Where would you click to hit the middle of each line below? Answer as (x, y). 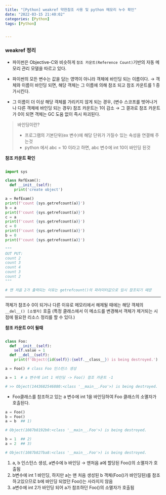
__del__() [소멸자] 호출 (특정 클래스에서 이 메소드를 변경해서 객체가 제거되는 (79, 311)
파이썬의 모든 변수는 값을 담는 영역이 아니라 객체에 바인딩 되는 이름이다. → (83, 79)
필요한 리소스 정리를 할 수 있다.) (44, 317)
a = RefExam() (20, 199)
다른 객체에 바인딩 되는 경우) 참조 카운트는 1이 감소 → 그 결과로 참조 (82, 108)
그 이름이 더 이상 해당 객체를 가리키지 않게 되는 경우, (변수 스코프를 (76, 101)
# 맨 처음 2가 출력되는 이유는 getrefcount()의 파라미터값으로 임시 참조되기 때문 (79, 290)
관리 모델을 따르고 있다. (44, 68)
